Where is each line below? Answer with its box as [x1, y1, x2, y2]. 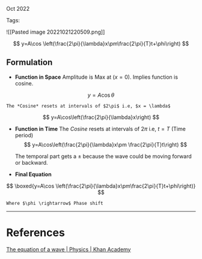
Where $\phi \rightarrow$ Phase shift [6, 200, 103, 206]
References [6, 226, 65, 239]
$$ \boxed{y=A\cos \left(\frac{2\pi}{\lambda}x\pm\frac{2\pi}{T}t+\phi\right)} [6, 182, 196, 189]
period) [14, 132, 34, 139]
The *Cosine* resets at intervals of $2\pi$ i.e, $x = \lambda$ [6, 103, 171, 109]
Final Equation [14, 171, 52, 178]
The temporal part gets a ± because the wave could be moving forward [14, 153, 192, 160]
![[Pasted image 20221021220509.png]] [6, 28, 105, 35]
